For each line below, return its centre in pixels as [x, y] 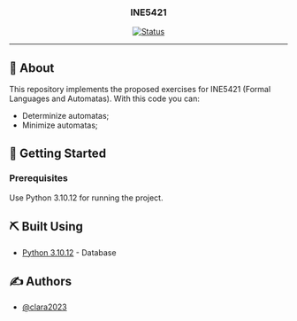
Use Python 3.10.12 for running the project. [86, 198]
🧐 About [32, 68]
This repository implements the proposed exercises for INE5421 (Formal [140, 90]
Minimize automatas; [60, 125]
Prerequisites [38, 178]
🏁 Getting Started [58, 153]
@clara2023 [45, 307]
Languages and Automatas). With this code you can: [105, 98]
